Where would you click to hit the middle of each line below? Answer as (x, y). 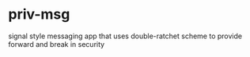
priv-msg (39, 14)
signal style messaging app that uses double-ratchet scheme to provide (125, 36)
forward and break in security (57, 44)
